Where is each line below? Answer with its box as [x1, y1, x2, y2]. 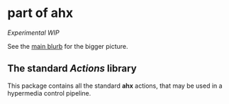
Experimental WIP [7, 28, 60, 37]
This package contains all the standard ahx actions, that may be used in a [7, 81, 223, 90]
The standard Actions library [7, 62, 137, 75]
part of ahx [7, 5, 73, 21]
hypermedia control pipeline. [7, 88, 91, 97]
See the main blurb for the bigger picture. [7, 42, 129, 50]
